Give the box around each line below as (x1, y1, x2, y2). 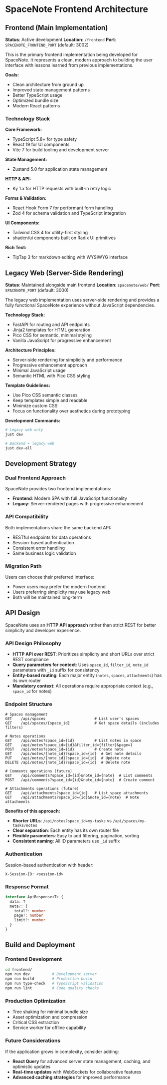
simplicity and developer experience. (5, 627, 81, 633)
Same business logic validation (12, 550, 76, 556)
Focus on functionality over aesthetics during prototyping (12, 408, 131, 414)
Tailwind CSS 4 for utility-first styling (12, 230, 88, 236)
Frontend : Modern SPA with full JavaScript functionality (12, 495, 127, 501)
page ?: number (14, 913, 43, 918)
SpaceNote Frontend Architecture (5, 3, 149, 15)
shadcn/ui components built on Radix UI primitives (12, 235, 116, 241)
